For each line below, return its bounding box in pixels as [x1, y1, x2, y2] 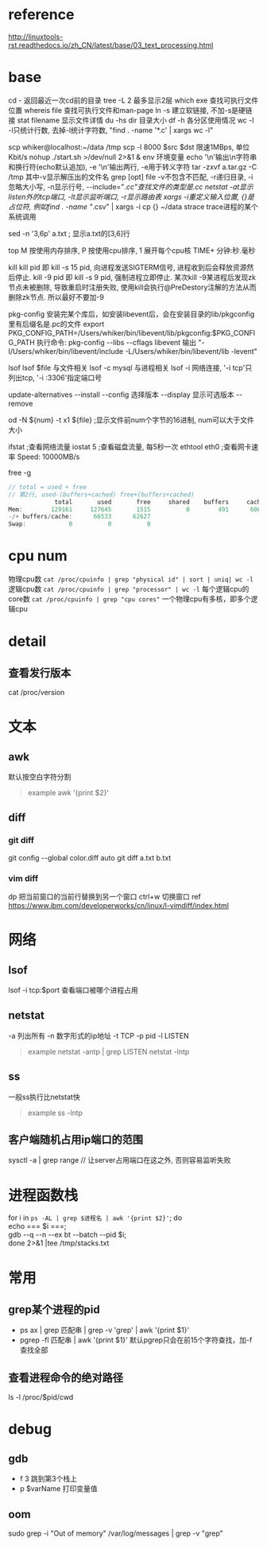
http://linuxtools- [8, 32, 64, 41]
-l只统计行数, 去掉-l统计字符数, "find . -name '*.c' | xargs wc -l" [8, 125, 214, 134]
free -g [8, 468, 32, 477]
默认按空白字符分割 [8, 772, 72, 782]
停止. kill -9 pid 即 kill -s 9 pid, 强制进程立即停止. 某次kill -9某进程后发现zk [14, 272, 257, 282]
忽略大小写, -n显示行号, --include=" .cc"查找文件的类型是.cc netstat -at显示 [8, 181, 254, 192]
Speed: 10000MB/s [17, 452, 80, 461]
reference [8, 6, 75, 24]
